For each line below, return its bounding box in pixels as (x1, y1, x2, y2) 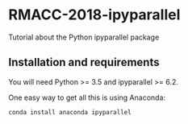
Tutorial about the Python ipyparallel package (8, 32, 160, 42)
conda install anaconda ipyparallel (8, 108, 132, 116)
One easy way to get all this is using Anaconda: (8, 93, 166, 102)
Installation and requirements (8, 56, 160, 69)
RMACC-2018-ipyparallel (8, 6, 181, 24)
